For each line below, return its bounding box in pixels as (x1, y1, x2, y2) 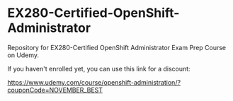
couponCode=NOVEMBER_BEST (7, 85, 103, 94)
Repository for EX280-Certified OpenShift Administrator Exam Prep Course (7, 43, 227, 52)
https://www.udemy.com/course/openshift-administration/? (7, 78, 181, 86)
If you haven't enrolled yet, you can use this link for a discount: (7, 64, 191, 73)
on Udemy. (7, 51, 40, 59)
